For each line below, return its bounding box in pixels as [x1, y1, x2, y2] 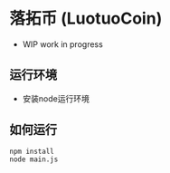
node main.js [9, 155, 59, 164]
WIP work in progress [22, 38, 104, 50]
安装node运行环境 [22, 92, 90, 104]
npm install [9, 147, 54, 156]
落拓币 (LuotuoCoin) [9, 8, 163, 29]
